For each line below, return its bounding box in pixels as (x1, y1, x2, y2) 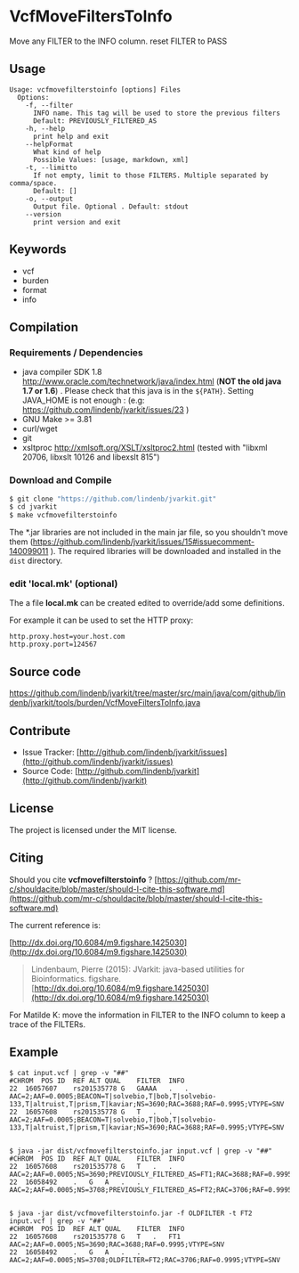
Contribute (9, 723, 71, 739)
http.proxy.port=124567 (9, 640, 98, 649)
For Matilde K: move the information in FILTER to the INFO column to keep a (9, 1009, 287, 1020)
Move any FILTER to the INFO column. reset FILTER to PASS (9, 36, 228, 46)
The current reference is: (9, 919, 101, 930)
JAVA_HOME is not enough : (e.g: (21, 395, 145, 406)
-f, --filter (25, 101, 74, 110)
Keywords (9, 242, 67, 257)
